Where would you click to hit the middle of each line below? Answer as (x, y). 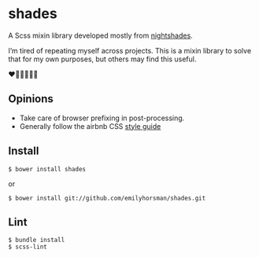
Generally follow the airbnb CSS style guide (90, 126)
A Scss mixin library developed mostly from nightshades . (100, 35)
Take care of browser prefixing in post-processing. (102, 118)
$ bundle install (37, 240)
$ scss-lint (28, 247)
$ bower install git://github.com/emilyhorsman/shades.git (107, 198)
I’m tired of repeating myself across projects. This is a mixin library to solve (130, 50)
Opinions (31, 99)
